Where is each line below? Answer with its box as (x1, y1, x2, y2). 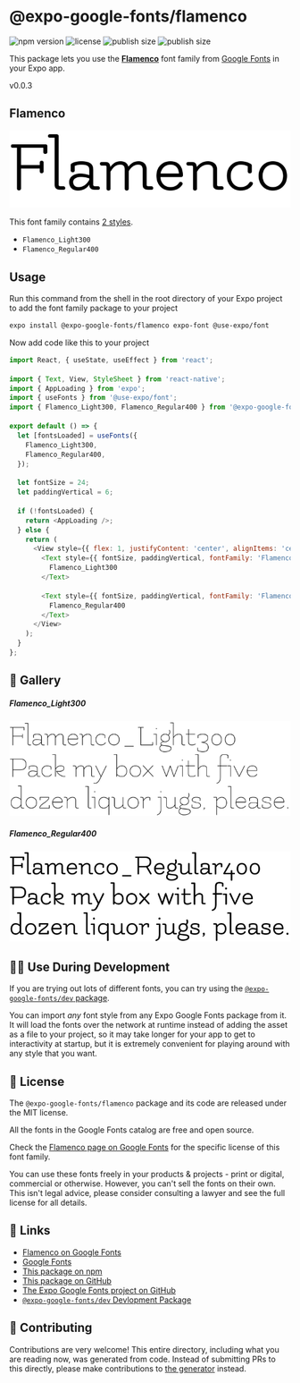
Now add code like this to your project (9, 337, 150, 348)
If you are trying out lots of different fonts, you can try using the (9, 983, 244, 994)
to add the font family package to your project (9, 302, 179, 314)
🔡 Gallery (9, 673, 62, 688)
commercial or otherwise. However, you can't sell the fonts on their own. (9, 1178, 276, 1189)
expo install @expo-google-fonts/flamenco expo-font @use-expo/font (9, 321, 270, 330)
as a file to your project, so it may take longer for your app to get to (9, 1029, 256, 1039)
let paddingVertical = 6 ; (17, 488, 114, 497)
